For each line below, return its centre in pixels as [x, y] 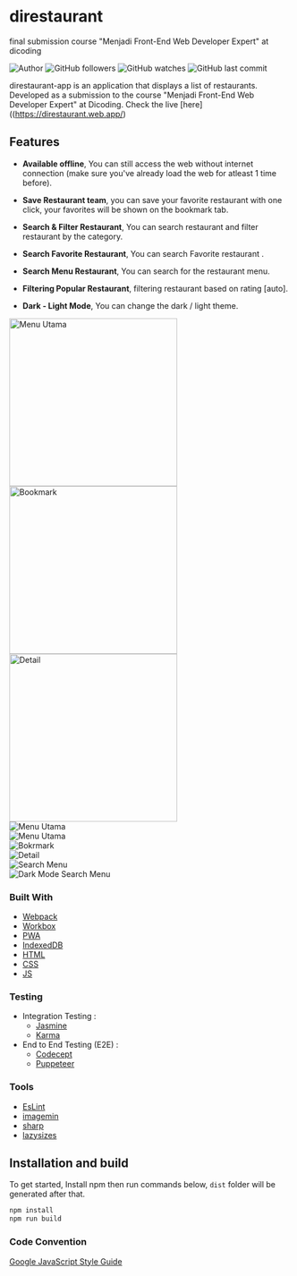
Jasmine [51, 1025]
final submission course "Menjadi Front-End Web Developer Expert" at [139, 41]
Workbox [39, 926]
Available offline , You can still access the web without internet [137, 164]
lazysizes [39, 1135]
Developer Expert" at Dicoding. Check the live [94, 104]
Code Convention [48, 1242]
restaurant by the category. [72, 236]
